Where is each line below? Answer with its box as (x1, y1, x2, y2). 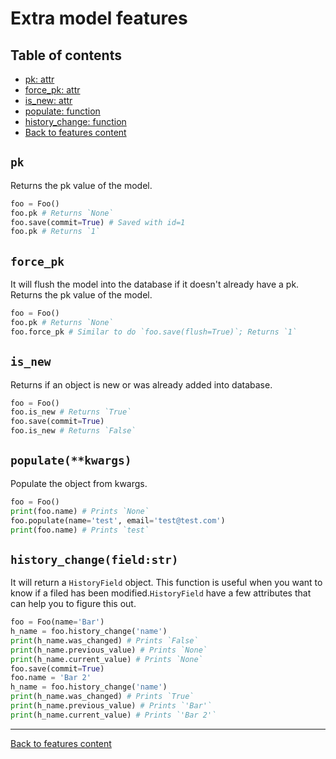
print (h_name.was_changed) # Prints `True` (10, 692, 195, 702)
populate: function (24, 105, 101, 117)
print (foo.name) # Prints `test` (10, 525, 150, 535)
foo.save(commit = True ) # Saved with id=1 (10, 217, 186, 227)
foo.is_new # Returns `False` (10, 426, 137, 436)
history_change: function (24, 116, 127, 127)
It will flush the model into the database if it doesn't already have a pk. (10, 278, 300, 291)
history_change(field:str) (10, 552, 179, 567)
